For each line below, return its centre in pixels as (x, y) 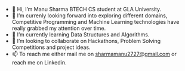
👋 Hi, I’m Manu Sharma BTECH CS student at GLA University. (87, 9)
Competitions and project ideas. (51, 47)
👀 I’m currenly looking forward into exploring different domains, (90, 16)
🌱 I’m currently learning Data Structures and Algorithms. (81, 35)
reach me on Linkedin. (39, 62)
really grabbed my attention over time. (59, 28)
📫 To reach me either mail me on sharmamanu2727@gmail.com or (94, 54)
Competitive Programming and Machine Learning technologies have (95, 22)
